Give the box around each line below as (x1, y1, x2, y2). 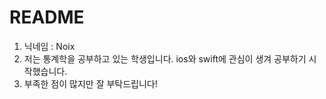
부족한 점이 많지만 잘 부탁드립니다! (23, 77, 158, 90)
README (9, 6, 85, 29)
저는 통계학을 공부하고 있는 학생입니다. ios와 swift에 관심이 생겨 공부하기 (23, 52, 307, 65)
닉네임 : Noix (23, 40, 76, 52)
